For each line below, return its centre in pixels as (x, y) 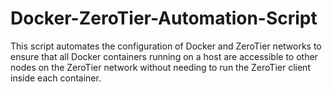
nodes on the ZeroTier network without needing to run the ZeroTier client (160, 67)
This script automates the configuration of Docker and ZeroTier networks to (166, 46)
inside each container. (56, 78)
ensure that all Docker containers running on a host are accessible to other (164, 56)
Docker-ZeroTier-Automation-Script (164, 18)
